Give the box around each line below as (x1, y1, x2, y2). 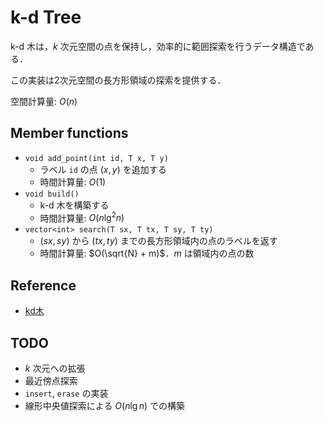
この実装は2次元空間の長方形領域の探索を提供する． (10, 74, 227, 86)
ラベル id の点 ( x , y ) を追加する (39, 163, 167, 175)
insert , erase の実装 (24, 387, 109, 400)
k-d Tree (10, 6, 82, 29)
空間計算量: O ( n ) (10, 95, 78, 107)
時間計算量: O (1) (39, 176, 107, 188)
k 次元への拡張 (24, 362, 86, 375)
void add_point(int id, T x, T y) (24, 153, 169, 163)
